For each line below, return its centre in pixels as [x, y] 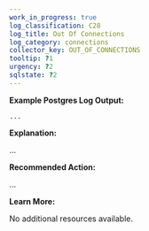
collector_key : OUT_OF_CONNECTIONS [75, 50]
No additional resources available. [71, 219]
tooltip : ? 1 [31, 58]
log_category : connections [59, 42]
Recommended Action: [52, 167]
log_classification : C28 [55, 26]
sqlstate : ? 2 [33, 75]
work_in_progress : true [53, 17]
